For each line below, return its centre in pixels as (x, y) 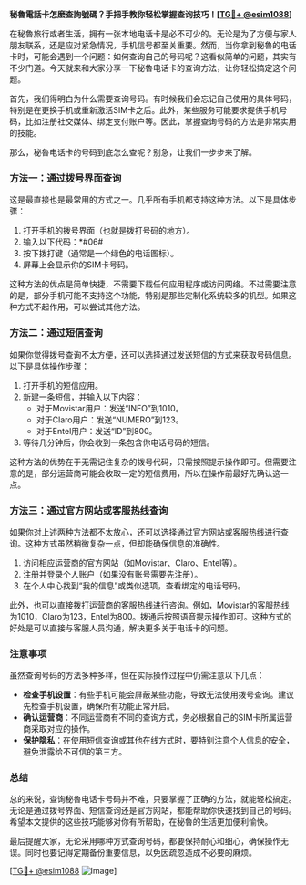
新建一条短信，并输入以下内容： (82, 397)
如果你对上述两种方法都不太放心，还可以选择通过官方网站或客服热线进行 (145, 532)
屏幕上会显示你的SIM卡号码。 (78, 265)
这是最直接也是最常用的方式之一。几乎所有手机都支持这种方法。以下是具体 (149, 200)
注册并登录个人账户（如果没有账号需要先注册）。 (112, 574)
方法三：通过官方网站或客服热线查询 (89, 510)
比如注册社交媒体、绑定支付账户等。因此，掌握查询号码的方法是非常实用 (161, 121)
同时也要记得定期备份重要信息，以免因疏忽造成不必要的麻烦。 (141, 853)
